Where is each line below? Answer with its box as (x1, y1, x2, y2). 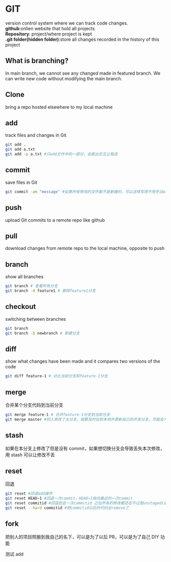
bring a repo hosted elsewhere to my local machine (5, 104, 113, 110)
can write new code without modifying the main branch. (5, 75, 123, 82)
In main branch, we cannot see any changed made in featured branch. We (5, 70, 161, 76)
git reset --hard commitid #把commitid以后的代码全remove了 (5, 505, 129, 510)
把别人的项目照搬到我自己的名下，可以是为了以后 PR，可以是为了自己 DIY (5, 533, 159, 540)
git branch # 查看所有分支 (5, 284, 58, 289)
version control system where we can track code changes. (5, 20, 128, 26)
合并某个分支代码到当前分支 (5, 402, 64, 408)
